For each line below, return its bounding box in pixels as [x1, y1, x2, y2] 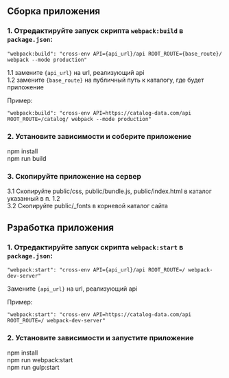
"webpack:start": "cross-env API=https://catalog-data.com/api [7, 311, 192, 318]
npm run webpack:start [7, 356, 73, 364]
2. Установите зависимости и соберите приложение [7, 131, 192, 141]
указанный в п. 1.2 [7, 194, 60, 203]
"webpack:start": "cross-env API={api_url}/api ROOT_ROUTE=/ [7, 266, 186, 274]
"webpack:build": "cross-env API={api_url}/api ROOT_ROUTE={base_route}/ [7, 50, 223, 57]
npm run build [7, 154, 47, 162]
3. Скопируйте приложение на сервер [7, 171, 142, 181]
